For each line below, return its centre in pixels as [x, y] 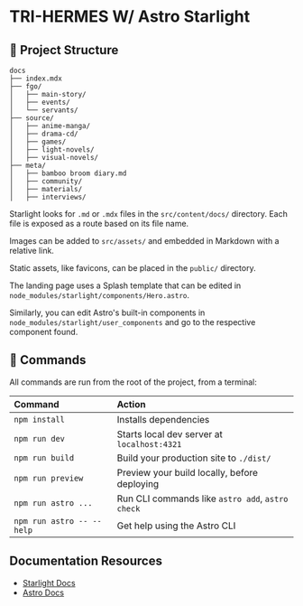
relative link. [32, 251]
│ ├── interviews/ [48, 197]
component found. [44, 332]
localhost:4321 [149, 444]
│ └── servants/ [44, 110]
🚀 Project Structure [64, 50]
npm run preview [49, 478]
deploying [138, 483]
